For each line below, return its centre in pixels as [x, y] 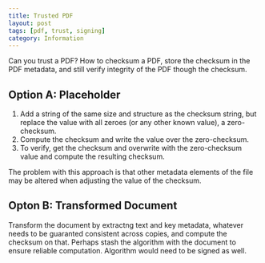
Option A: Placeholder [64, 94]
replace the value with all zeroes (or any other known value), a [122, 123]
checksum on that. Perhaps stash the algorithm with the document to [122, 242]
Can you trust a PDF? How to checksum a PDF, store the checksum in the [129, 61]
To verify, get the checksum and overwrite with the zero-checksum [131, 148]
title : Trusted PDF [41, 16]
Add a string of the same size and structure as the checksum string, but [138, 114]
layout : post [30, 23]
